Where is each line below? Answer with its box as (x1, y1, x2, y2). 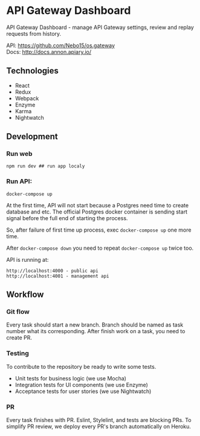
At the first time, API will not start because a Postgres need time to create (6, 201, 189, 209)
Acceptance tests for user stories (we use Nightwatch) (15, 388, 152, 395)
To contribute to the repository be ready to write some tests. (6, 363, 156, 370)
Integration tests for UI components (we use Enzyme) (15, 381, 148, 388)
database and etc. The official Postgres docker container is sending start (6, 208, 188, 215)
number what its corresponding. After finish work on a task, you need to (6, 328, 185, 335)
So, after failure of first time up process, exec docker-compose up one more (6, 226, 192, 233)
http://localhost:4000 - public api (6, 267, 98, 274)
